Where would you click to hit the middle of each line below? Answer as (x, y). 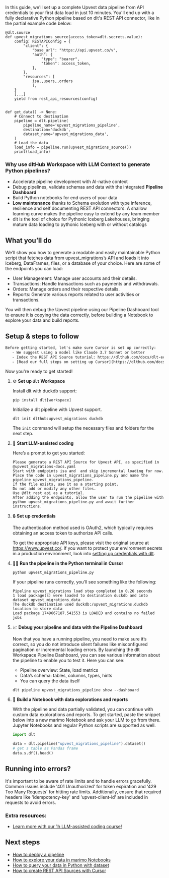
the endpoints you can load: (34, 269)
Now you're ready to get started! (39, 371)
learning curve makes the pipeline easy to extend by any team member (86, 214)
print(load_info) (32, 152)
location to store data (37, 609)
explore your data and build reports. (42, 320)
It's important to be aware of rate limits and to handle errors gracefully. (78, 781)
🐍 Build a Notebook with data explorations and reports (70, 699)
